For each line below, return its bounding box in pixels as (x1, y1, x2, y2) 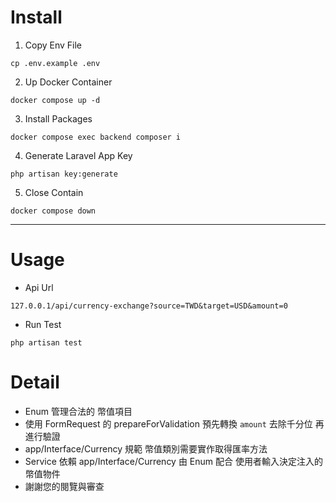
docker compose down (10, 206, 97, 216)
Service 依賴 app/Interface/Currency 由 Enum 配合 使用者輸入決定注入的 (24, 455, 323, 467)
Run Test (24, 318, 62, 330)
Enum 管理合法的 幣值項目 (24, 405, 133, 417)
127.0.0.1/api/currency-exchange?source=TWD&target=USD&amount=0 (10, 301, 288, 311)
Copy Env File (24, 39, 83, 51)
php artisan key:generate (10, 169, 118, 179)
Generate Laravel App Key (24, 149, 133, 161)
